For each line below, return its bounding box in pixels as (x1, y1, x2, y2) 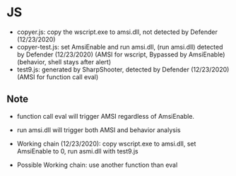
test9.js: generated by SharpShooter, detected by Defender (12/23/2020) (16, 65, 230, 74)
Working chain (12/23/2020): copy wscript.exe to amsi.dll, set (16, 139, 196, 148)
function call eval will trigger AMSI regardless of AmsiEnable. (16, 112, 195, 120)
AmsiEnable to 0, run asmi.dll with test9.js (16, 146, 138, 156)
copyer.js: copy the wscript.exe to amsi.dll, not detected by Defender (16, 28, 218, 36)
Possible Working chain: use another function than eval (16, 160, 178, 169)
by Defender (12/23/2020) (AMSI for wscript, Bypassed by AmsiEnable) (16, 50, 225, 59)
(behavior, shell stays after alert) (16, 57, 111, 66)
